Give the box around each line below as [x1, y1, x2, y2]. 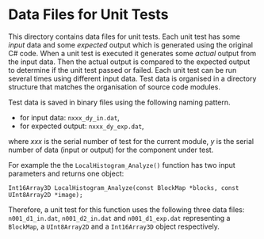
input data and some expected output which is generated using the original [8, 40, 254, 49]
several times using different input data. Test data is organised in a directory [8, 74, 257, 83]
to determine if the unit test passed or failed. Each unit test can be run [8, 65, 237, 74]
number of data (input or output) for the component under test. [8, 145, 214, 154]
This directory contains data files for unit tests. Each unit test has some [8, 32, 240, 41]
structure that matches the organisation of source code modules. [8, 82, 220, 92]
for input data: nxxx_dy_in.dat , [19, 112, 121, 122]
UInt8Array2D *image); [8, 191, 83, 199]
